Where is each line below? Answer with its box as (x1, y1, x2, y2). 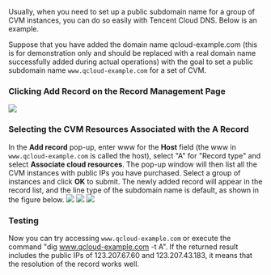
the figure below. (8, 194, 65, 205)
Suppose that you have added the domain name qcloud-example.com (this (8, 40, 257, 49)
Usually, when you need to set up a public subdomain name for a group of (8, 7, 255, 16)
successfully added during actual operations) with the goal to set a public (8, 57, 253, 66)
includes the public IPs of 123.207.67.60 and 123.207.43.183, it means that (8, 250, 253, 260)
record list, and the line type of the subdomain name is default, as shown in (8, 185, 259, 195)
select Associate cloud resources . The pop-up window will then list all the (8, 159, 257, 169)
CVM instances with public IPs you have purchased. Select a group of (8, 167, 241, 177)
